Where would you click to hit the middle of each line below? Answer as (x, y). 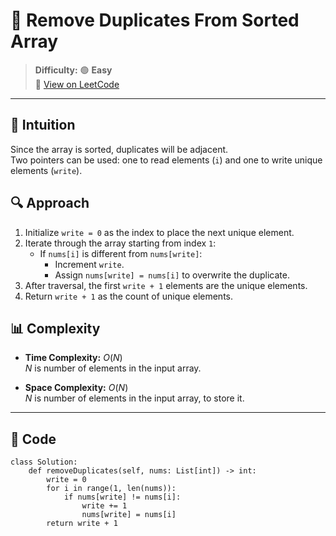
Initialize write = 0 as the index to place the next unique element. (159, 232)
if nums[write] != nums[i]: (122, 497)
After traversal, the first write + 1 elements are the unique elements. (166, 285)
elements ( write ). (46, 170)
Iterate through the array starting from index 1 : (120, 243)
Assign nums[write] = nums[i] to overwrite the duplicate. (172, 275)
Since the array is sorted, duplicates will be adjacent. (119, 149)
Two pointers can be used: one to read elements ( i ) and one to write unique (166, 160)
